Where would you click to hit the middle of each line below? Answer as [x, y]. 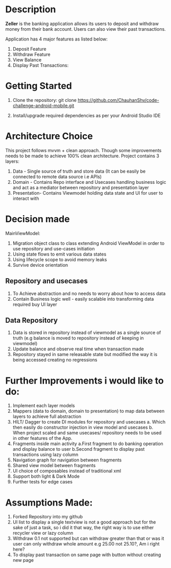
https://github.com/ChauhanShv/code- [118, 100]
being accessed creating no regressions [55, 360]
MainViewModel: [23, 233]
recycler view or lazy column [43, 533]
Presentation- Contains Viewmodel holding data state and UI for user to [88, 193]
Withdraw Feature [31, 54]
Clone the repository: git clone [44, 100]
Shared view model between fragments [54, 466]
